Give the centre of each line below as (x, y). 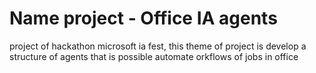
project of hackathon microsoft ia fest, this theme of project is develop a (158, 46)
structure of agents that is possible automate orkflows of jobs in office (154, 56)
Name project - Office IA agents (143, 18)
